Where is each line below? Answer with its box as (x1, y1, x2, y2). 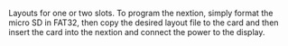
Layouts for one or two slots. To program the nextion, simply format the (8, 8, 274, 18)
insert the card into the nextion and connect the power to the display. (8, 27, 265, 37)
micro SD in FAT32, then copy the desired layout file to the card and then (8, 17, 279, 28)
